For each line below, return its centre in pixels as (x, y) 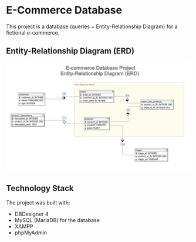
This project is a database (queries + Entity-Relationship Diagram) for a (92, 26)
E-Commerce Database (64, 10)
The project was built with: (38, 202)
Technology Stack (40, 188)
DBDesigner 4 (31, 214)
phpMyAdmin (31, 233)
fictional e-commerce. (33, 32)
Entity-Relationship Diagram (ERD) (70, 51)
